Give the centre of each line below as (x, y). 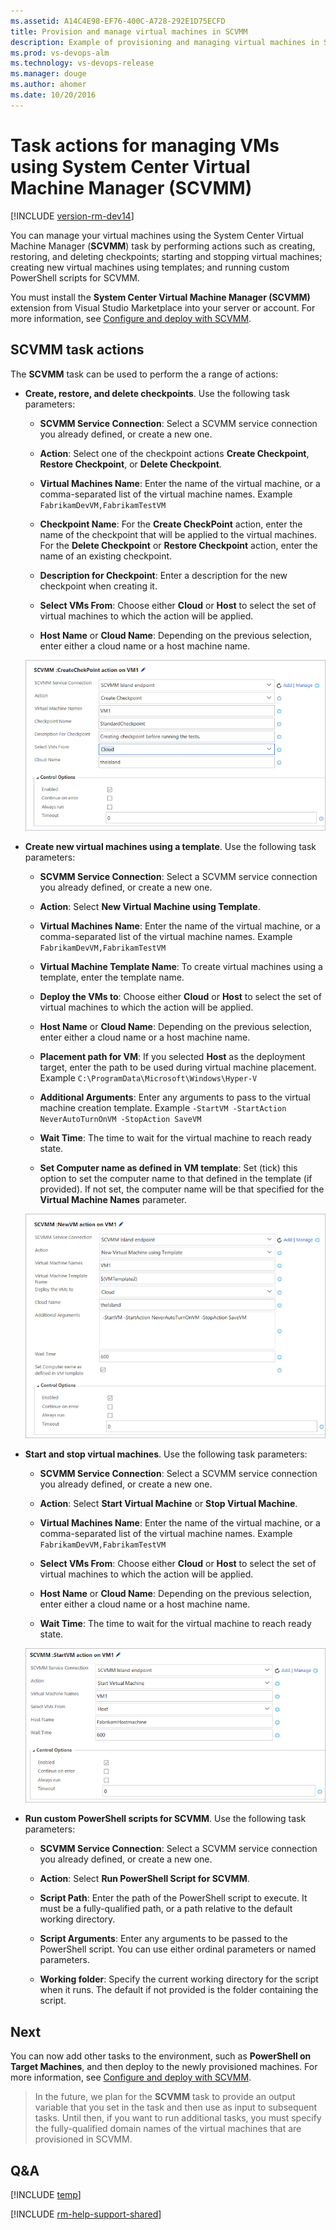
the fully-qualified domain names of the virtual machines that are (168, 2129)
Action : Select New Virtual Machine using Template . (150, 906)
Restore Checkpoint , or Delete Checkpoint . (130, 464)
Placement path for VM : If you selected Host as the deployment (172, 1056)
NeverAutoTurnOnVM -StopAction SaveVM (120, 1119)
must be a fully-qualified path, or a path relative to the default (166, 1909)
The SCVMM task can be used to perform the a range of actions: (144, 374)
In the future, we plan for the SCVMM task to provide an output (165, 2097)
